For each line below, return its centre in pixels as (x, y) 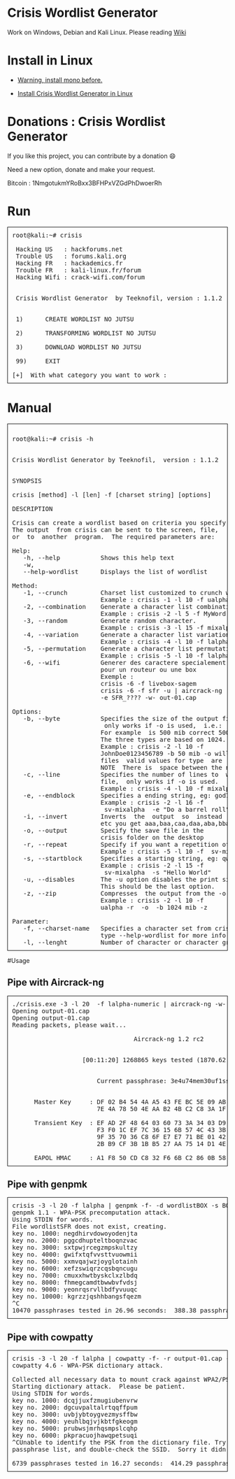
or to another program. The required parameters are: (114, 537)
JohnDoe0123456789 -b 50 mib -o (156, 753)
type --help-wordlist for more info (163, 935)
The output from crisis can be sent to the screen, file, (115, 530)
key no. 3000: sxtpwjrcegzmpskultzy (75, 1248)
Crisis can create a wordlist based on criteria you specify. (121, 523)
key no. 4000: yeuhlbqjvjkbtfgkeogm (75, 1422)
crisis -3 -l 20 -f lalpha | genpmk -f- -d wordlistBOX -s (115, 1206)
